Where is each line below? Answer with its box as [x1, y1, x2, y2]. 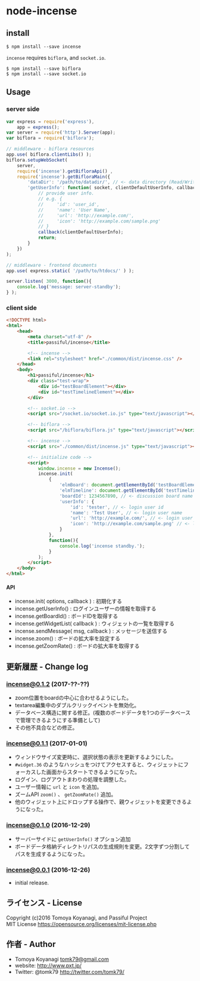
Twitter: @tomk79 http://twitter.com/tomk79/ [14, 968, 125, 975]
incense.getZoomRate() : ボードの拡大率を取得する [14, 643, 140, 650]
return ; [37, 235, 58, 241]
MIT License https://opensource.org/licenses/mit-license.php [6, 920, 157, 927]
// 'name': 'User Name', [37, 207, 111, 213]
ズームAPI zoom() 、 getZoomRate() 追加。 [14, 791, 117, 798]
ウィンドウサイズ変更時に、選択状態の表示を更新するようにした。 [14, 754, 177, 761]
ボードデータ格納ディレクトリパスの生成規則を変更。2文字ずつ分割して [14, 843, 190, 850]
